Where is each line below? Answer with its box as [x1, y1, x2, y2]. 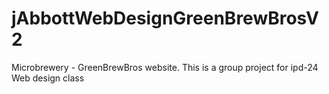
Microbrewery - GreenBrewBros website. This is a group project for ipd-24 [11, 61, 319, 73]
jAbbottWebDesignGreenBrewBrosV [11, 7, 319, 30]
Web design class [11, 72, 85, 84]
